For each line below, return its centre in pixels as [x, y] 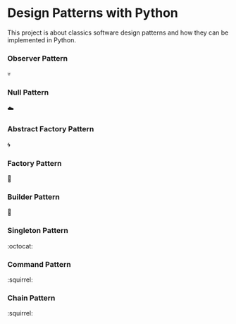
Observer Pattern [38, 58]
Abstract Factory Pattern [51, 129]
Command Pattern [39, 264]
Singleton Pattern [38, 231]
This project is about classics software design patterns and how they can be [118, 32]
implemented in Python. [42, 40]
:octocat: [20, 246]
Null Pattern [28, 92]
